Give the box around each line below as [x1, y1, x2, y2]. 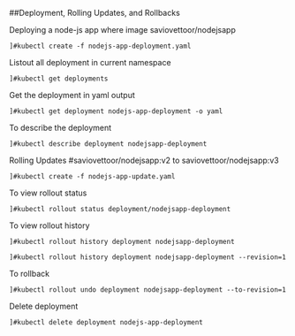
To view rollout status [9, 187, 87, 198]
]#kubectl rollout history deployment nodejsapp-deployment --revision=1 [9, 253, 287, 262]
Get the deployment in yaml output [9, 90, 135, 100]
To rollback [9, 269, 50, 279]
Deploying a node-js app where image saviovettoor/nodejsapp [9, 25, 236, 34]
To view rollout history [9, 220, 90, 231]
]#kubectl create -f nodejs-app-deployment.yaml [9, 42, 192, 50]
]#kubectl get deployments [9, 74, 109, 83]
